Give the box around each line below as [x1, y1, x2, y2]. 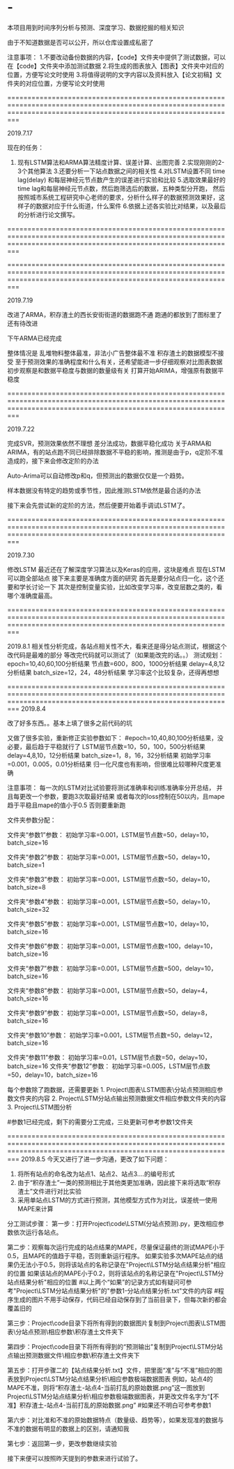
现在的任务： [7, 143, 44, 152]
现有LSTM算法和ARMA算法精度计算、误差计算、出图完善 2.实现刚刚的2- [17, 158, 225, 166]
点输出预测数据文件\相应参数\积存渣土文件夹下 [7, 1351, 141, 1359]
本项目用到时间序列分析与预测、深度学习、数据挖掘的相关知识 [7, 23, 185, 31]
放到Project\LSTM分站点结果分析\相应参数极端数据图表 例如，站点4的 [13, 1375, 213, 1383]
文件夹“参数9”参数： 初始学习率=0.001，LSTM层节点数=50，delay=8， [7, 1008, 211, 1017]
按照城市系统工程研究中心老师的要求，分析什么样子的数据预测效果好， [17, 193, 219, 201]
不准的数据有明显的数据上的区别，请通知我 [7, 1424, 130, 1433]
